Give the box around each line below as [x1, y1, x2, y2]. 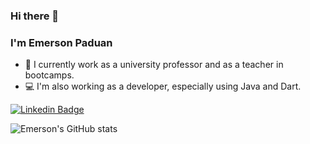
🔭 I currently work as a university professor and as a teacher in [24, 59, 284, 71]
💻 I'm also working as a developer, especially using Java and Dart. [24, 80, 302, 93]
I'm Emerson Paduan [10, 35, 113, 49]
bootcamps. [24, 69, 75, 81]
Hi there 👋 [10, 9, 60, 23]
